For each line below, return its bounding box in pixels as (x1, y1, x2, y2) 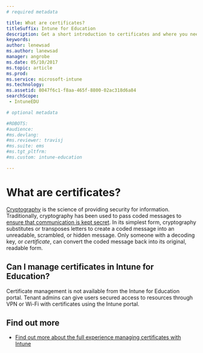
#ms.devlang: (6, 131, 39, 138)
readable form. (6, 244, 43, 251)
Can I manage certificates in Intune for (6, 262, 154, 272)
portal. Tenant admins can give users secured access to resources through (6, 294, 193, 301)
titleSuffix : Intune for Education (6, 25, 96, 31)
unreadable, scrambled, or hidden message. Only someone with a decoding (6, 231, 195, 239)
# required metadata (6, 8, 59, 15)
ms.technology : (6, 82, 45, 88)
